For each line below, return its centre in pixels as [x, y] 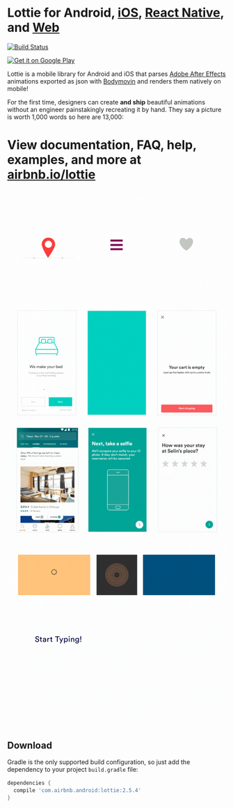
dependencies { [29, 783]
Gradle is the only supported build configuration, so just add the [99, 762]
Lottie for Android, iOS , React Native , [116, 13]
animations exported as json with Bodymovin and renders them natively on [114, 81]
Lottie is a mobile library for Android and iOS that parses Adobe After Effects [116, 74]
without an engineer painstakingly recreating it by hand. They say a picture [114, 109]
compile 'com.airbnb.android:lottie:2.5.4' [77, 791]
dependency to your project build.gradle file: [73, 770]
